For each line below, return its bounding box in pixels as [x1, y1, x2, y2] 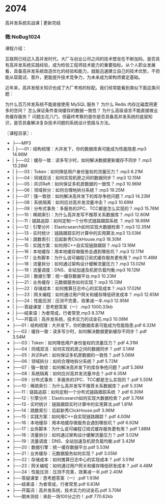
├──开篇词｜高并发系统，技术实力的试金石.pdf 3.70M [12, 487, 121, 493]
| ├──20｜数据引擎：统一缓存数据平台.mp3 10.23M [12, 273, 116, 279]
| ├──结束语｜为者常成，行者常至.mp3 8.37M [12, 310, 105, 316]
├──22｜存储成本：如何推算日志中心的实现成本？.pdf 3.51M [12, 457, 134, 463]
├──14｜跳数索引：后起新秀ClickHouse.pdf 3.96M [12, 408, 115, 414]
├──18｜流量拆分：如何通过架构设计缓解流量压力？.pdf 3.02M [12, 432, 139, 438]
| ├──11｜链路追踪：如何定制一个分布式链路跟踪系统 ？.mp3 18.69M [12, 218, 150, 224]
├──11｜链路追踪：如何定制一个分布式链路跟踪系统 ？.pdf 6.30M [12, 389, 143, 395]
